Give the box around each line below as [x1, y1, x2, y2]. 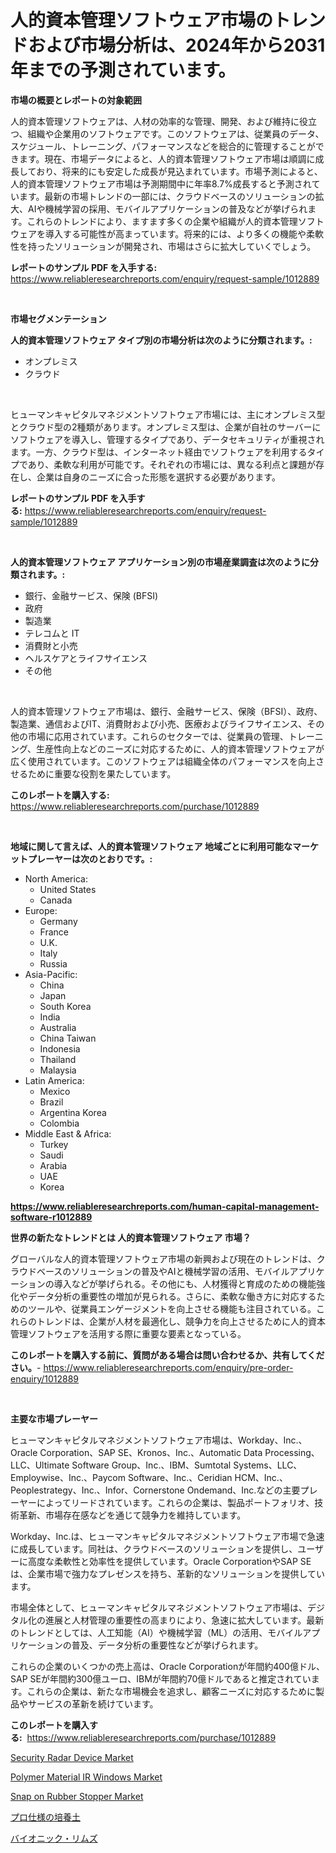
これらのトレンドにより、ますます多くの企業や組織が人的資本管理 [26, 215, 298, 227]
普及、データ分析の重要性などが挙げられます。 [71, 1639, 264, 1651]
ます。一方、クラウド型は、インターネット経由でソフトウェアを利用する [10, 446, 308, 458]
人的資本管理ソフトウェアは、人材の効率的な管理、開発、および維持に [10, 115, 300, 127]
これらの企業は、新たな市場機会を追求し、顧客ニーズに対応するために [26, 1685, 316, 1697]
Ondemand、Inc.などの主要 [186, 1484, 301, 1496]
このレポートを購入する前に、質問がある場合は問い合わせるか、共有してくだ [10, 1349, 325, 1361]
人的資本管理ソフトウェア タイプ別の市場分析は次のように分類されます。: [10, 334, 313, 346]
